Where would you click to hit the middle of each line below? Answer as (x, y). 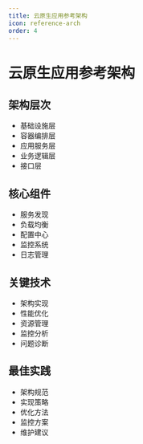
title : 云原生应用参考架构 (48, 16)
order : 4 (23, 31)
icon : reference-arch (45, 23)
